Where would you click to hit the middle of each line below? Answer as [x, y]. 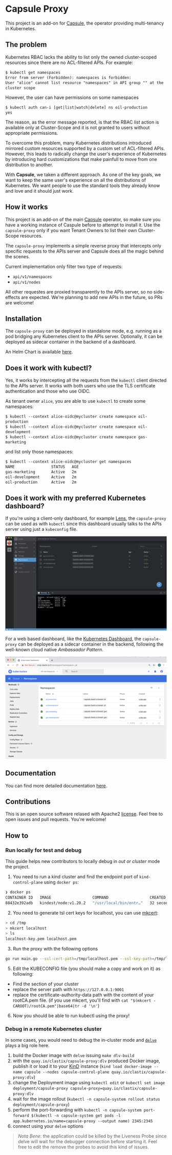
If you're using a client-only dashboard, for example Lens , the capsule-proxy [86, 518]
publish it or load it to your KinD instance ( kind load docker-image [82, 1066]
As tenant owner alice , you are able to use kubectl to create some [76, 401]
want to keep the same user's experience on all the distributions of [76, 180]
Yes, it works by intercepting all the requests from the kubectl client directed [86, 380]
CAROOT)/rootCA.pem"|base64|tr [46, 1006]
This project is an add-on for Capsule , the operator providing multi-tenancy [85, 23]
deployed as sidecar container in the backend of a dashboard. [71, 342]
